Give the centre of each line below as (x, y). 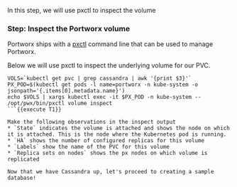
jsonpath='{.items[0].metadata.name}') (66, 91)
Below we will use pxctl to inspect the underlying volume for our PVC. (109, 65)
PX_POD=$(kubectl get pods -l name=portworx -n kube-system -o (103, 85)
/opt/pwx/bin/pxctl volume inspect (60, 103)
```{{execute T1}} (34, 109)
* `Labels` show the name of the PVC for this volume (89, 147)
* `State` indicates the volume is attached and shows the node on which (119, 128)
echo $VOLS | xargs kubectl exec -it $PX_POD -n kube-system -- (104, 97)
